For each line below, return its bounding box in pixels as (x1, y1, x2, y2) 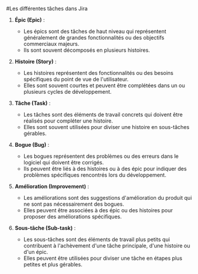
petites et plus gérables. (23, 261, 83, 268)
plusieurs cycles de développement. (23, 88, 112, 95)
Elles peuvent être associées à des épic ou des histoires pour (23, 207, 173, 214)
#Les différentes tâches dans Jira (6, 5, 88, 12)
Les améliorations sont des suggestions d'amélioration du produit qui (23, 194, 192, 201)
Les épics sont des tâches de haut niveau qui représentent (23, 28, 167, 35)
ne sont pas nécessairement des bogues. (23, 200, 124, 207)
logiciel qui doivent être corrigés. (23, 159, 105, 166)
